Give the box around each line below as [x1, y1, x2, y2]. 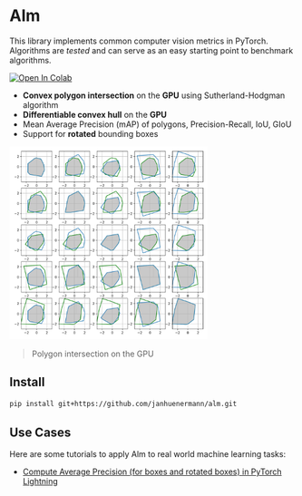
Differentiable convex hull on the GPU [22, 109, 168, 120]
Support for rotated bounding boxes [22, 128, 159, 139]
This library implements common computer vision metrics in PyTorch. [9, 35, 269, 46]
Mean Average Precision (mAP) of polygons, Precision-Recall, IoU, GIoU [22, 119, 292, 130]
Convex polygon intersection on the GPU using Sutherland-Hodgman [22, 90, 286, 101]
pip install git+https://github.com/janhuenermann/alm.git [9, 400, 238, 409]
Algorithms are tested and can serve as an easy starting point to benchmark [9, 44, 294, 55]
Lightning [22, 476, 59, 487]
